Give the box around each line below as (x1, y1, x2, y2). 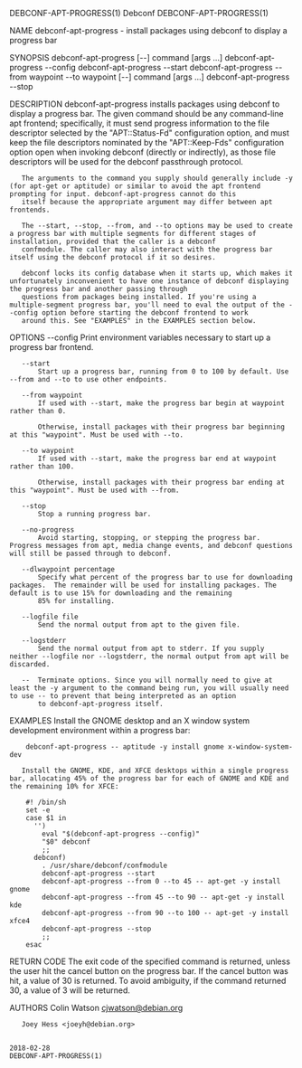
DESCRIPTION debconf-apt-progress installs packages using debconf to (9, 99, 280, 109)
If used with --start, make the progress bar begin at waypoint (37, 399, 285, 408)
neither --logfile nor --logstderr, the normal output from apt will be (9, 652, 289, 661)
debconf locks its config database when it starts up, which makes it (21, 269, 294, 278)
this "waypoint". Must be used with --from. (9, 486, 180, 495)
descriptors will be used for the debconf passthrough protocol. (9, 156, 244, 166)
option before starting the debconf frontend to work (42, 308, 249, 317)
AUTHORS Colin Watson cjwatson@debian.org (9, 1003, 184, 1013)
